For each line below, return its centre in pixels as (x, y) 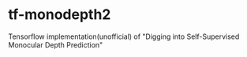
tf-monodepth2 (60, 15)
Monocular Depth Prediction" (56, 44)
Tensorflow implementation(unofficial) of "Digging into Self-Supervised (124, 36)
